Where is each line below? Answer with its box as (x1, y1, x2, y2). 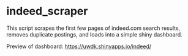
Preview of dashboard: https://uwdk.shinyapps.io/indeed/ (6, 43, 152, 50)
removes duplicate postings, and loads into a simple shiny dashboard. (6, 30, 182, 38)
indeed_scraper (6, 4, 88, 18)
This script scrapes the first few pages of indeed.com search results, (6, 24, 181, 32)
